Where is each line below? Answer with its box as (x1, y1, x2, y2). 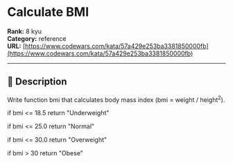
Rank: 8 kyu (7, 27, 42, 35)
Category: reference (7, 34, 67, 42)
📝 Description (7, 76, 67, 87)
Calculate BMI (7, 4, 89, 20)
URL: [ (7, 42, 26, 50)
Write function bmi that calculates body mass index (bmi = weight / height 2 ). (7, 94, 225, 104)
